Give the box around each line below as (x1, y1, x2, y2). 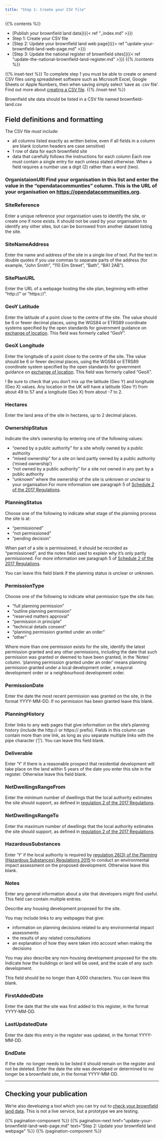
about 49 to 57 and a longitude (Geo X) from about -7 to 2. (5, 388, 123, 395)
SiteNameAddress (5, 241, 49, 248)
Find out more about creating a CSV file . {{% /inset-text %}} (5, 86, 126, 92)
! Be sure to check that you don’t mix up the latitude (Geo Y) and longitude (5, 378, 155, 384)
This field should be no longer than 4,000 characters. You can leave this (5, 975, 150, 981)
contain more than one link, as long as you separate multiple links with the (5, 732, 154, 738)
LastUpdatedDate (5, 1021, 48, 1028)
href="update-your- (112, 1117, 152, 1123)
